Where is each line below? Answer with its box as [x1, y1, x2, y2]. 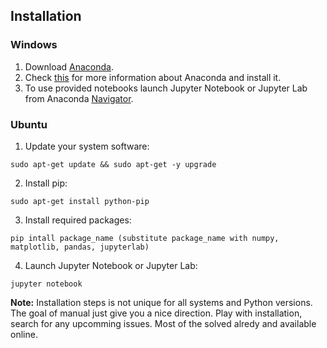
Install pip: [24, 177, 68, 189]
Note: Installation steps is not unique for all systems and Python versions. [10, 296, 313, 308]
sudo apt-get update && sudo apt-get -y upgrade [10, 159, 217, 169]
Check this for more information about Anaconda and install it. [24, 71, 282, 83]
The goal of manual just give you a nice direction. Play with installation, [10, 307, 303, 319]
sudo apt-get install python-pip [10, 196, 150, 206]
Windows [10, 38, 58, 52]
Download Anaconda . [24, 60, 115, 73]
